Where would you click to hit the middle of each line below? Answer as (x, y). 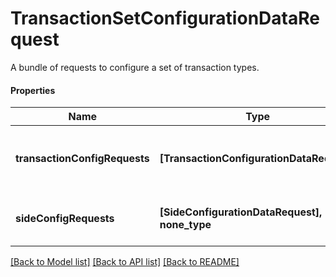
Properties (33, 90)
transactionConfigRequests (82, 159)
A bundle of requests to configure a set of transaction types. (135, 67)
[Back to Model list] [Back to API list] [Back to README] (125, 262)
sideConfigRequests (65, 219)
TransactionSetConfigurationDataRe (165, 18)
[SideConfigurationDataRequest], (241, 212)
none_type (185, 225)
